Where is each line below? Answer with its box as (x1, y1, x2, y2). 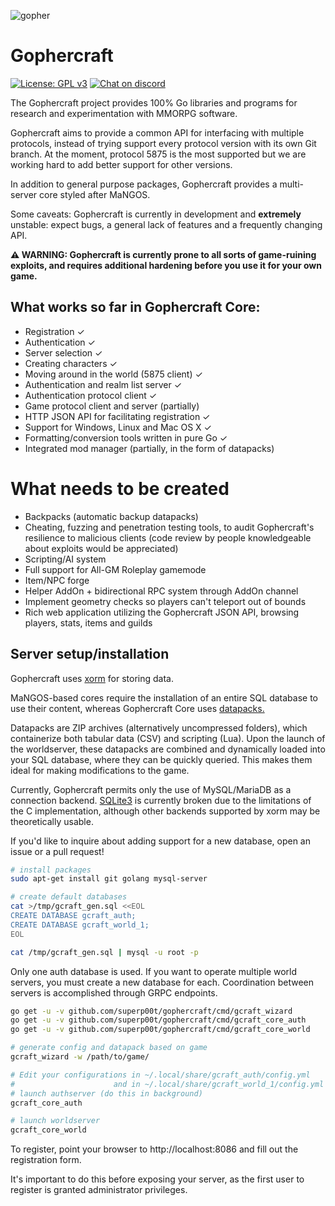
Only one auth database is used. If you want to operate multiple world (10, 965, 298, 977)
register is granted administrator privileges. (10, 1184, 188, 1196)
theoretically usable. (10, 815, 94, 827)
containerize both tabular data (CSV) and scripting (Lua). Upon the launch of (10, 732, 326, 744)
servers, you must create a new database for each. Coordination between (10, 976, 315, 988)
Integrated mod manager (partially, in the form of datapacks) (24, 442, 275, 454)
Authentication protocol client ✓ (24, 389, 158, 401)
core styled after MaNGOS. (39, 188, 151, 200)
